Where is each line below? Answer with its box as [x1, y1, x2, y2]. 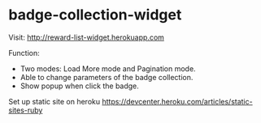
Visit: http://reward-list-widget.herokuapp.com [8, 32, 165, 42]
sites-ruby [8, 105, 43, 115]
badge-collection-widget [8, 6, 182, 24]
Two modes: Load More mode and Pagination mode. [20, 63, 197, 74]
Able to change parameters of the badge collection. [20, 72, 194, 82]
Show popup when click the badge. [20, 81, 140, 91]
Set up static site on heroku [8, 96, 101, 106]
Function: [8, 48, 41, 57]
